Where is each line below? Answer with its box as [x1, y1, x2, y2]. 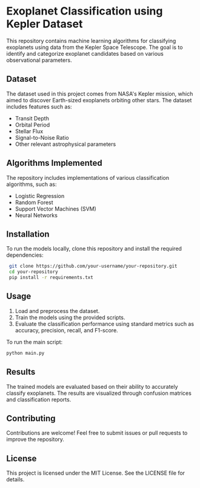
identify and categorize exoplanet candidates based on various [6, 50, 164, 57]
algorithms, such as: [6, 180, 57, 188]
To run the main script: [6, 338, 63, 346]
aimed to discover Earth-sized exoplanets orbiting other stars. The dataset [6, 96, 192, 104]
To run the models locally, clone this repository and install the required [6, 245, 182, 252]
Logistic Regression [15, 192, 65, 199]
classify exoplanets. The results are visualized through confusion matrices [6, 389, 192, 397]
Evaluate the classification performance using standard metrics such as [15, 320, 195, 328]
